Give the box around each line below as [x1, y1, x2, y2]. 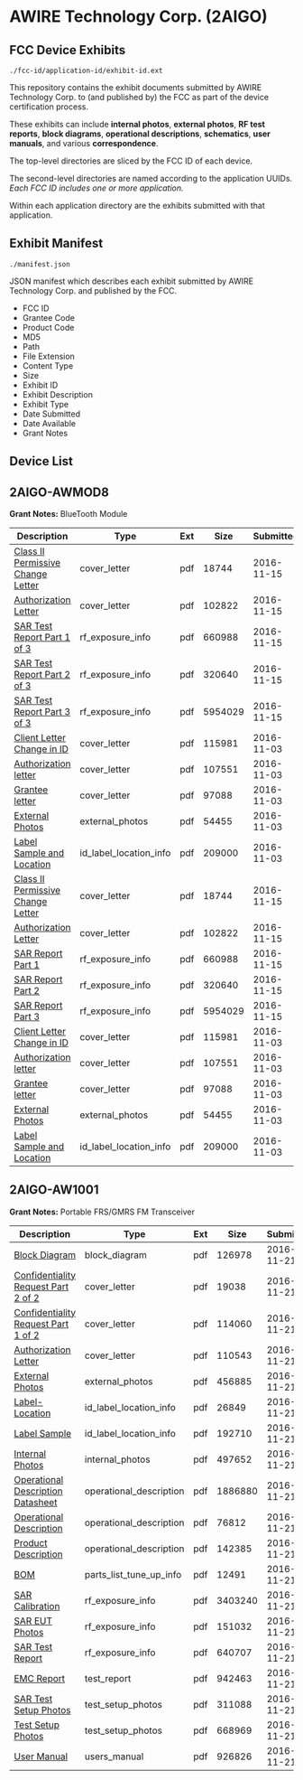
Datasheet [14, 1495, 58, 1508]
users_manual [84, 1750, 144, 1763]
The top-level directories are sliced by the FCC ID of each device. [9, 155, 253, 166]
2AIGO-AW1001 [9, 1182, 99, 1198]
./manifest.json [9, 259, 70, 268]
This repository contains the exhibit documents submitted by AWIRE [9, 82, 262, 92]
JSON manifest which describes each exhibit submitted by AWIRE [9, 276, 254, 286]
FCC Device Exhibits [9, 42, 126, 58]
